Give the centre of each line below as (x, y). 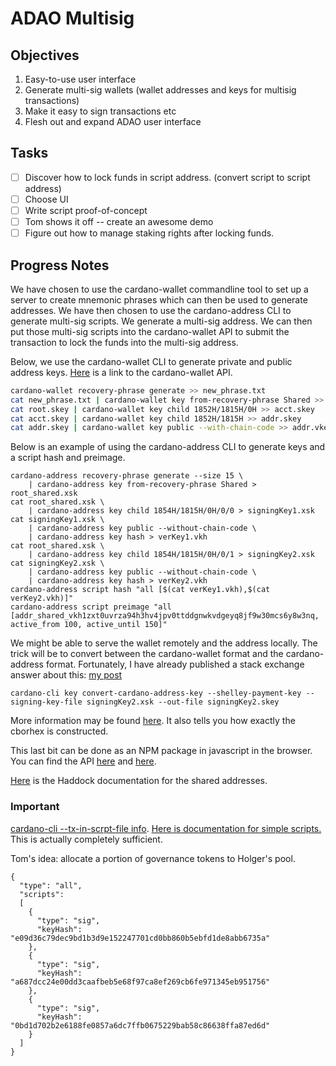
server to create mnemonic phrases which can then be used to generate (159, 299)
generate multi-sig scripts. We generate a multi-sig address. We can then (161, 321)
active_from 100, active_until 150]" (89, 625)
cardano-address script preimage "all (91, 607)
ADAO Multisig (72, 18)
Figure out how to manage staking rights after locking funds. (149, 233)
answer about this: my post (66, 675)
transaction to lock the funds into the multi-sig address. (124, 342)
